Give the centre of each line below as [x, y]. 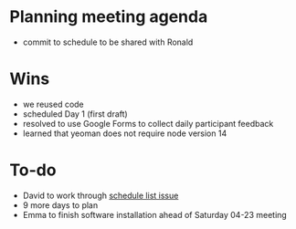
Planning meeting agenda [109, 17]
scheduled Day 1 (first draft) [75, 114]
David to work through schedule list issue [100, 195]
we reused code [53, 104]
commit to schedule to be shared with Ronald [108, 42]
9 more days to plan [60, 205]
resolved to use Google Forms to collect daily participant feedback [148, 123]
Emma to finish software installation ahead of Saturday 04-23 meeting [155, 214]
